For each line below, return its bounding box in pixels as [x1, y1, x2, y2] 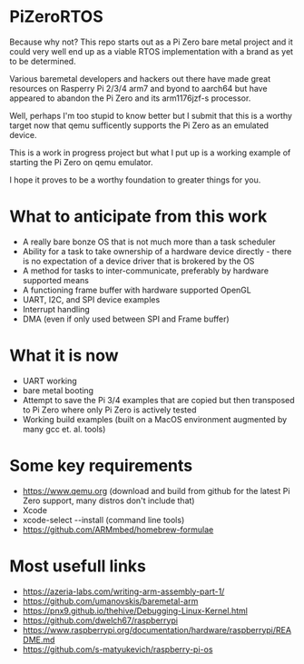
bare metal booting [22, 384, 93, 396]
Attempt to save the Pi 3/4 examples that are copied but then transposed [22, 394, 295, 405]
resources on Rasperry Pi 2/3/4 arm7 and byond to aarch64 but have [9, 83, 268, 94]
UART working [22, 375, 77, 386]
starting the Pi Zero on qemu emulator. [9, 156, 153, 167]
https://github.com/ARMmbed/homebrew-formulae [22, 524, 214, 535]
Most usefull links [9, 556, 147, 576]
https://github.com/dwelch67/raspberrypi [22, 615, 179, 626]
